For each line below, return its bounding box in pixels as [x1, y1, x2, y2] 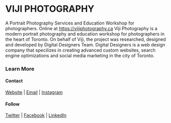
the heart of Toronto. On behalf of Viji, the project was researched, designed [5, 36, 166, 42]
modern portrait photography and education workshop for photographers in [5, 31, 165, 37]
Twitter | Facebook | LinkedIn [5, 112, 67, 118]
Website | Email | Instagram [5, 89, 63, 95]
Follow [5, 101, 20, 107]
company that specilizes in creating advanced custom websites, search [5, 47, 156, 53]
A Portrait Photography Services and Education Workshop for [5, 20, 135, 26]
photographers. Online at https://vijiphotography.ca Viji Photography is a [5, 25, 158, 31]
